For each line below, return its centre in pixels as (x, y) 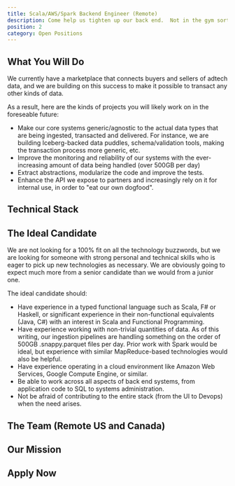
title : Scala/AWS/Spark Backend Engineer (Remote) (83, 14)
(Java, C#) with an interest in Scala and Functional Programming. (111, 322)
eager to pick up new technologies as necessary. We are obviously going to (116, 265)
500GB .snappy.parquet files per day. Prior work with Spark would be (117, 345)
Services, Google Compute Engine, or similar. (83, 374)
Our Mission (34, 450)
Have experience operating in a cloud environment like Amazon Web (116, 367)
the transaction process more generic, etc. (79, 151)
